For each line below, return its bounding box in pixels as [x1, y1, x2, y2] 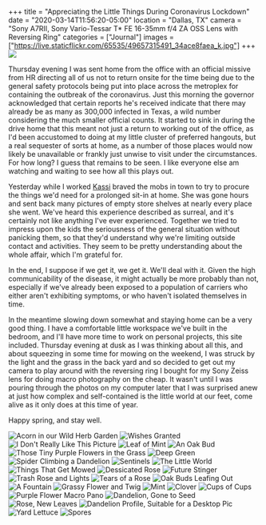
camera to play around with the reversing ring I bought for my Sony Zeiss [8, 366, 249, 375]
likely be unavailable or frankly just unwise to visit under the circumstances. [8, 150, 257, 158]
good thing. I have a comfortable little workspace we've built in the [8, 323, 228, 333]
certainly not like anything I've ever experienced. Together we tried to [8, 216, 237, 225]
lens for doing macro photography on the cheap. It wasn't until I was [8, 375, 233, 383]
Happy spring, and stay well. [8, 415, 102, 425]
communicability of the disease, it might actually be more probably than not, [8, 274, 260, 283]
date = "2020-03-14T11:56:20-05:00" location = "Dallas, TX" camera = [8, 15, 242, 25]
